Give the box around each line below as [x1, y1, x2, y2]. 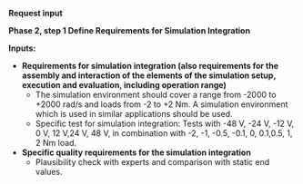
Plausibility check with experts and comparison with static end [35, 157, 270, 167]
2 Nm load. [35, 138, 77, 148]
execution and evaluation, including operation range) [21, 80, 227, 90]
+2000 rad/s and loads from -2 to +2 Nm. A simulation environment [35, 99, 288, 110]
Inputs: [8, 43, 36, 53]
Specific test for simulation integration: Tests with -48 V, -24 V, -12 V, [35, 118, 295, 129]
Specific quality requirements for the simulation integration [21, 147, 251, 158]
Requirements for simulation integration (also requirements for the [21, 61, 279, 71]
